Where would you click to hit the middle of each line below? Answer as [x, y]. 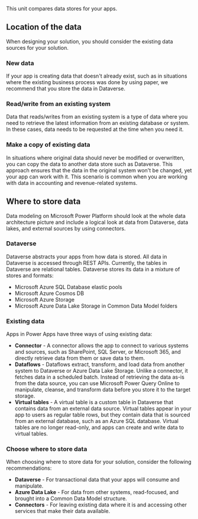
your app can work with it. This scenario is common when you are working [97, 177]
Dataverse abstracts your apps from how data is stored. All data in [87, 257]
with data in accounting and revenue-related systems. [72, 182]
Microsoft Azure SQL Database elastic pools [69, 287]
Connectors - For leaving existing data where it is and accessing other [101, 505]
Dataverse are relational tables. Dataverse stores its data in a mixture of [93, 269]
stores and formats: [30, 275]
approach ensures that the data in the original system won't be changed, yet [99, 170]
